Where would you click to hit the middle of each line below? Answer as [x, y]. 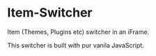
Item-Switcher [50, 13]
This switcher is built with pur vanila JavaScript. [76, 45]
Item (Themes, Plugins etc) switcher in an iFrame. [78, 32]
